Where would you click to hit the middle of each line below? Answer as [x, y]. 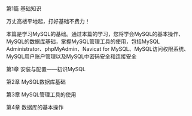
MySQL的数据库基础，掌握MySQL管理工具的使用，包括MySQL [83, 42]
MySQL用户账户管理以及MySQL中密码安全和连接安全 [71, 57]
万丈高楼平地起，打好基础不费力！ [48, 22]
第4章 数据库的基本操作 [35, 107]
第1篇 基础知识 [24, 9]
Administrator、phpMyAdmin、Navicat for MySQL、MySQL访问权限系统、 [98, 49]
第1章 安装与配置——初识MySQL [46, 69]
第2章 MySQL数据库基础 [36, 82]
